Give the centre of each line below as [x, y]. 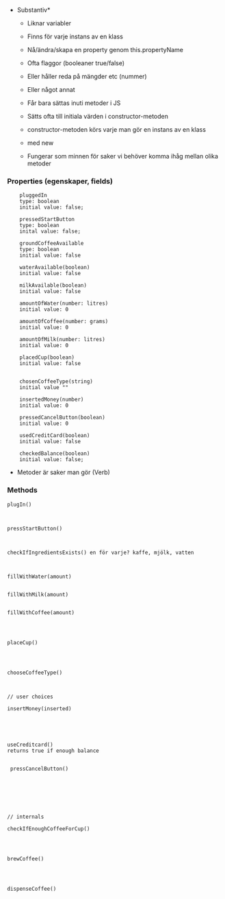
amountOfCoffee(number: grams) [64, 322]
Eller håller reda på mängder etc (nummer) [87, 76]
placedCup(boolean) [47, 358]
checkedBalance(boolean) [55, 454]
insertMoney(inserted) [39, 709]
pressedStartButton [47, 220]
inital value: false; [50, 232]
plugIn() [19, 504]
